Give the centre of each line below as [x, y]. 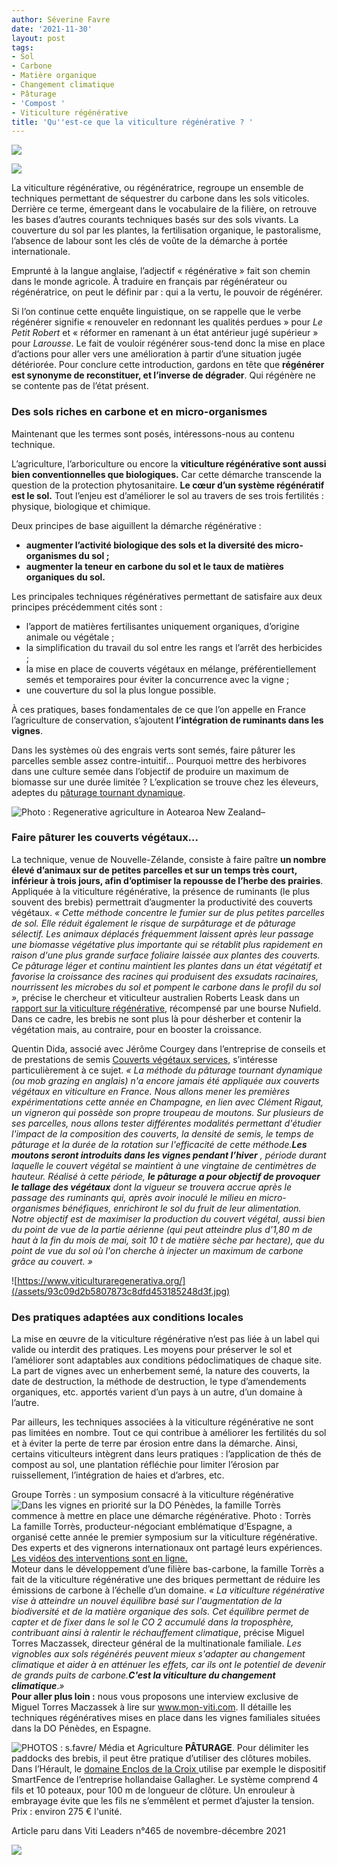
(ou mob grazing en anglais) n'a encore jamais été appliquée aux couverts [165, 1080]
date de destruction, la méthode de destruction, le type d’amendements [159, 1382]
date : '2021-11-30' [52, 29]
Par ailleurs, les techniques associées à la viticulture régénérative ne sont [162, 1422]
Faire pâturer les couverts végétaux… [105, 838]
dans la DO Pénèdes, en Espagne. [81, 1728]
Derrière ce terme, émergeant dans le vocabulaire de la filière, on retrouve [164, 209]
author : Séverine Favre [61, 19]
